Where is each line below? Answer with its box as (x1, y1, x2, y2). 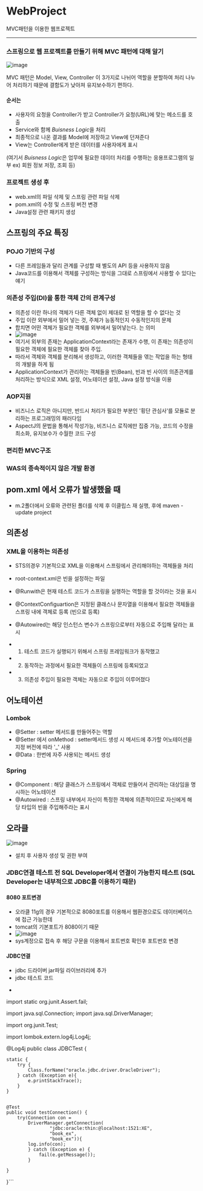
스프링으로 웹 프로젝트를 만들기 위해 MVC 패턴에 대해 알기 (6, 47, 164, 56)
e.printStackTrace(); (28, 1078, 83, 1084)
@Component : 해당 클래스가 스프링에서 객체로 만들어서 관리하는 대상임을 (14, 781, 190, 788)
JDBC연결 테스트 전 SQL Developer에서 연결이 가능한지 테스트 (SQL (6, 869, 195, 877)
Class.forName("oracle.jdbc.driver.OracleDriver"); (28, 1067, 161, 1074)
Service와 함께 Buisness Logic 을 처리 (14, 126, 106, 134)
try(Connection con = (17, 1115, 71, 1121)
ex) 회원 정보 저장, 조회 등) (12, 161, 76, 169)
